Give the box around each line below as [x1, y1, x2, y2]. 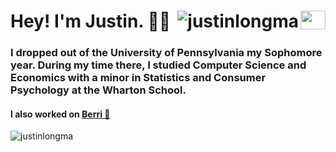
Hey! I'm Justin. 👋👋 [10, 10, 172, 33]
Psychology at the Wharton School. [10, 83, 187, 97]
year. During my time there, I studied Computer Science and [10, 58, 307, 72]
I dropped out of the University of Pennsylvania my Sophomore [10, 46, 323, 60]
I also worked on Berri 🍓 [10, 108, 111, 120]
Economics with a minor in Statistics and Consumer [10, 71, 267, 85]
